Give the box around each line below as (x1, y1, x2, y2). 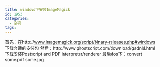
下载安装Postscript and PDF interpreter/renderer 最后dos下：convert (5, 51, 142, 57)
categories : (5, 16, 29, 21)
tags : (5, 25, 16, 30)
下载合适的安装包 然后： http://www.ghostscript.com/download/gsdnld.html (5, 45, 155, 51)
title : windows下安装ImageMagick (5, 7, 70, 12)
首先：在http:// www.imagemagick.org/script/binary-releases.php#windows (5, 39, 156, 45)
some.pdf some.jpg (5, 57, 44, 63)
